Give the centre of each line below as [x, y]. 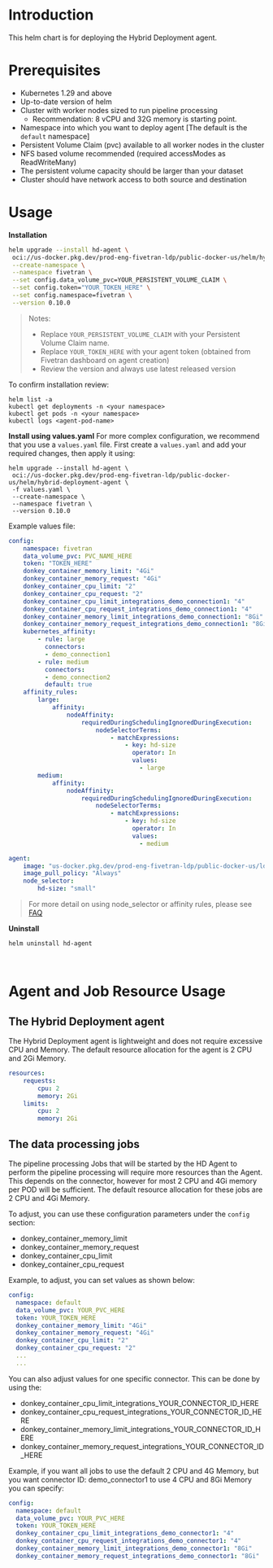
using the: [25, 1387]
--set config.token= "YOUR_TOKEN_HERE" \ [81, 288]
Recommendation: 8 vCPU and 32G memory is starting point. [134, 119]
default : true [68, 685]
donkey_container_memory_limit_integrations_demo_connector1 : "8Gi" [134, 1548]
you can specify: [37, 1488]
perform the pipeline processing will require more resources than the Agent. [135, 1172]
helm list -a [30, 399]
